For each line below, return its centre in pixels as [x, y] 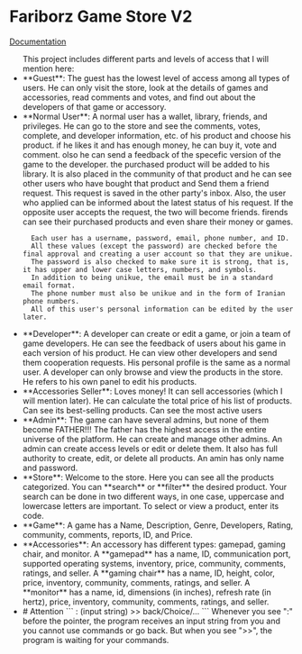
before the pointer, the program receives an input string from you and [151, 621]
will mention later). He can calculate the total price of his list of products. [157, 400]
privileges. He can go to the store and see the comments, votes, [142, 126]
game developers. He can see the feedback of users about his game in [154, 343]
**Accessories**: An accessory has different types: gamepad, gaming [154, 544]
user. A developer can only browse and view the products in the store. [153, 372]
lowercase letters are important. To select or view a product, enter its [151, 505]
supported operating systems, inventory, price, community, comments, [154, 563]
